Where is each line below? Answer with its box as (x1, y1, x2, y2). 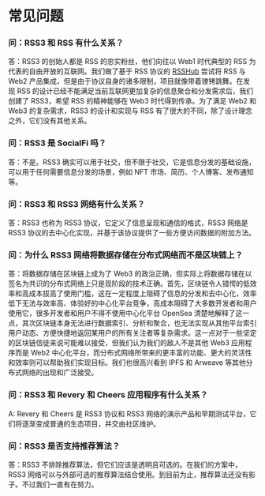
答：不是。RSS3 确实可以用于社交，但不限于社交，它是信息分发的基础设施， (8, 157, 256, 167)
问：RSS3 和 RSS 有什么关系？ (8, 37, 124, 48)
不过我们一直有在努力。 (21, 479, 99, 489)
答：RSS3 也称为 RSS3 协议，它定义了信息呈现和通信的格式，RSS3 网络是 (8, 218, 248, 227)
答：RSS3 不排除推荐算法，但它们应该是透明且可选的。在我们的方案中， (8, 460, 242, 469)
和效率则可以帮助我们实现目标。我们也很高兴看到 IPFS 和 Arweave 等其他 (8, 358, 246, 367)
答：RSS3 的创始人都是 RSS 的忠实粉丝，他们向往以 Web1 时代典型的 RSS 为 (8, 57, 256, 66)
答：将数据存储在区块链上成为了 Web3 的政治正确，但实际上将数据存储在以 (8, 269, 252, 279)
